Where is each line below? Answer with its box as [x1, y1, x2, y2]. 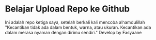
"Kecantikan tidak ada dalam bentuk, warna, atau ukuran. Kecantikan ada [5, 24, 151, 30]
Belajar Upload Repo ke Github [5, 3, 130, 14]
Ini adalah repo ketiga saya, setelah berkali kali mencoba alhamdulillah [5, 19, 145, 25]
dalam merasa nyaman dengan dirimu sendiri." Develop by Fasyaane [5, 29, 142, 35]
